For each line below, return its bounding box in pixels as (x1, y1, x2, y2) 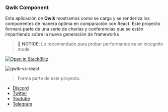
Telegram (12, 101, 33, 107)
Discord (12, 85, 29, 91)
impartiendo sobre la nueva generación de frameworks (5, 31, 119, 37)
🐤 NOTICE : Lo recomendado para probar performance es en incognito (17, 41, 163, 47)
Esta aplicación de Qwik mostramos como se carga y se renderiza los (5, 15, 150, 21)
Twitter (12, 90, 28, 96)
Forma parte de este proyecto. (17, 75, 81, 81)
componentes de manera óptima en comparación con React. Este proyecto (5, 20, 161, 26)
